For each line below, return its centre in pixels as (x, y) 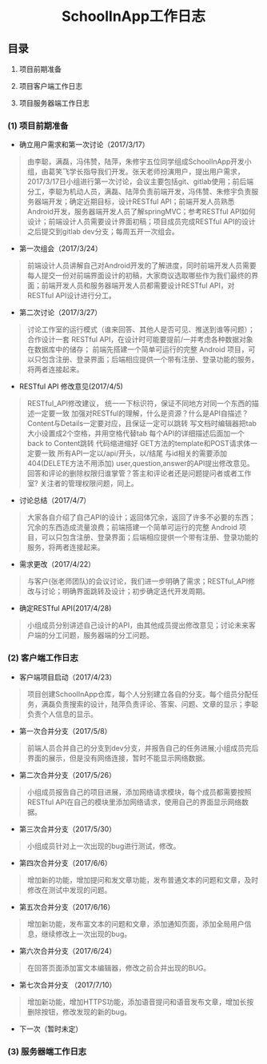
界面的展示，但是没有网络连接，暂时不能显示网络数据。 (118, 758)
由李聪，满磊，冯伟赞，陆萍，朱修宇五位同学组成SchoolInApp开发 (136, 161)
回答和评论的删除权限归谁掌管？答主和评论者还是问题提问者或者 (132, 473)
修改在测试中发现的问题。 (69, 890)
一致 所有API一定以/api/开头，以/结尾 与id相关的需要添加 (134, 453)
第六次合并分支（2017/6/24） (68, 950)
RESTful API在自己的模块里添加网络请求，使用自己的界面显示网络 (134, 802)
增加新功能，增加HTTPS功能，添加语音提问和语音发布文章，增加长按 (140, 1002)
